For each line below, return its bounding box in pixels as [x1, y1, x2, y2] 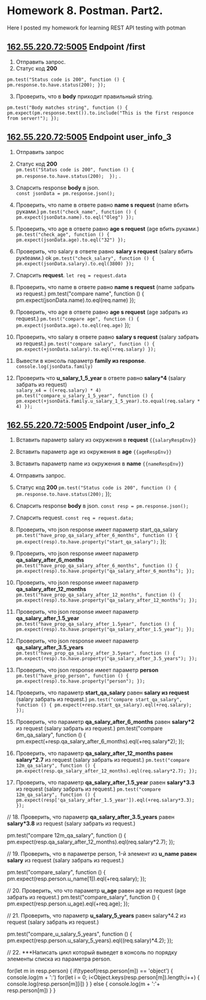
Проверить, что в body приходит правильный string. [15, 93, 154, 100]
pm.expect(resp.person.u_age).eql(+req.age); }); [7, 900, 130, 907]
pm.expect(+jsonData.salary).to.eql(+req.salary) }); [15, 346, 156, 352]
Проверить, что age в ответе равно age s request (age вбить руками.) [15, 225, 200, 232]
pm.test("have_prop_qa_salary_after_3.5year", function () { [15, 650, 176, 657]
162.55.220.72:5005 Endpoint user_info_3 [7, 132, 172, 142]
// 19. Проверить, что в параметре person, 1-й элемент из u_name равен [7, 850, 197, 858]
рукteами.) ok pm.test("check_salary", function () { [15, 254, 155, 262]
